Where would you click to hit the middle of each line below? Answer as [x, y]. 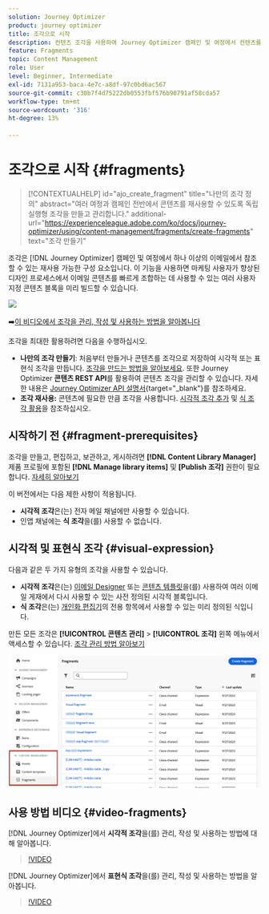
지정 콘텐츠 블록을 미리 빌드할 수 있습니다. [73, 288]
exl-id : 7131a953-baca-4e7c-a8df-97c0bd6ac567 [87, 84]
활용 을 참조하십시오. [60, 408]
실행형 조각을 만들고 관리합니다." [78, 213]
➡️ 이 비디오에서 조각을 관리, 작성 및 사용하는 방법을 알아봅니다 [104, 322]
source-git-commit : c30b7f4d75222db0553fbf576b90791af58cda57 [114, 93]
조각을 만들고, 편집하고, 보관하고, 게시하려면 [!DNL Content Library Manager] [132, 456]
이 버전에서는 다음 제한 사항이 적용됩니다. [72, 494]
